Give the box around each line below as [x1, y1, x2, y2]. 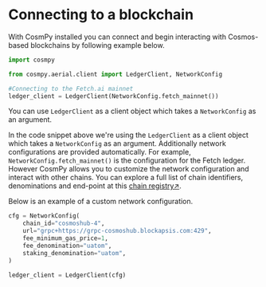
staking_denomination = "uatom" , [22, 249, 127, 257]
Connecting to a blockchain [8, 6, 194, 24]
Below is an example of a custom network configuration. [8, 197, 194, 206]
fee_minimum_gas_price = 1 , [22, 234, 109, 242]
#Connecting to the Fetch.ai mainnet [8, 85, 134, 92]
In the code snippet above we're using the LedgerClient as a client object [8, 130, 249, 140]
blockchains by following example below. [30, 40, 165, 49]
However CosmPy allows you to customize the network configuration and [8, 164, 249, 174]
